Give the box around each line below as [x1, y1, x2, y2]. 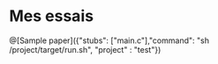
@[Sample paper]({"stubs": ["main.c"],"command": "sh [9, 35, 210, 46]
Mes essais [9, 6, 94, 26]
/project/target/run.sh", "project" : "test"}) [9, 44, 162, 54]
